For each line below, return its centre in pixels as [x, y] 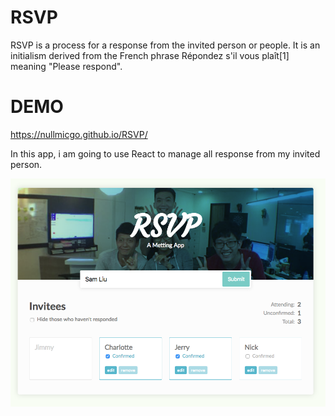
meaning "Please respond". [66, 66]
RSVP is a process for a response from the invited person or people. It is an [165, 45]
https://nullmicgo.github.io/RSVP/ [79, 134]
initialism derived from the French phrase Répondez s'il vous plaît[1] [150, 55]
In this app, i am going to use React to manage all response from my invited [165, 153]
